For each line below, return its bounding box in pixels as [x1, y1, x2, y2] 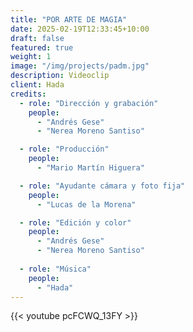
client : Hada [10, 80, 65, 90]
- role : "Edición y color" [19, 217, 132, 228]
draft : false [10, 33, 65, 43]
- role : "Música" [19, 264, 92, 274]
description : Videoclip [10, 71, 110, 81]
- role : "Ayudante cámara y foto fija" [19, 181, 186, 191]
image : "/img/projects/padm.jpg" [10, 61, 150, 71]
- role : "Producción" [19, 144, 110, 155]
